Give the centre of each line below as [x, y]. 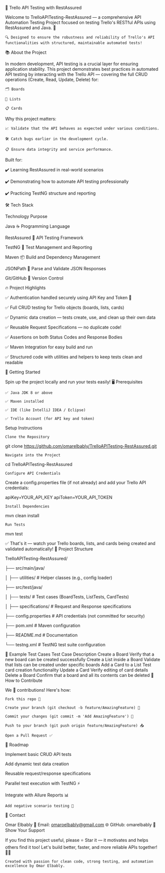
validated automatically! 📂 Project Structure [49, 549]
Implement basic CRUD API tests [38, 754]
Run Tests [15, 525]
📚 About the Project [26, 52]
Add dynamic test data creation [37, 764]
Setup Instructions [24, 428]
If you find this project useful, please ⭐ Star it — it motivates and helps [77, 840]
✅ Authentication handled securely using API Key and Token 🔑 [68, 297]
